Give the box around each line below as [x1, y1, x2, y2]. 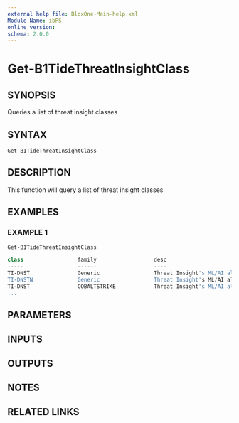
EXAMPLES [7, 206, 59, 218]
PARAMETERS [7, 309, 72, 321]
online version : [7, 23, 55, 31]
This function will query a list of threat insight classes [7, 186, 164, 194]
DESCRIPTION [7, 166, 71, 178]
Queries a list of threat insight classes [7, 108, 118, 117]
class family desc [7, 257, 167, 264]
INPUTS [7, 333, 43, 346]
